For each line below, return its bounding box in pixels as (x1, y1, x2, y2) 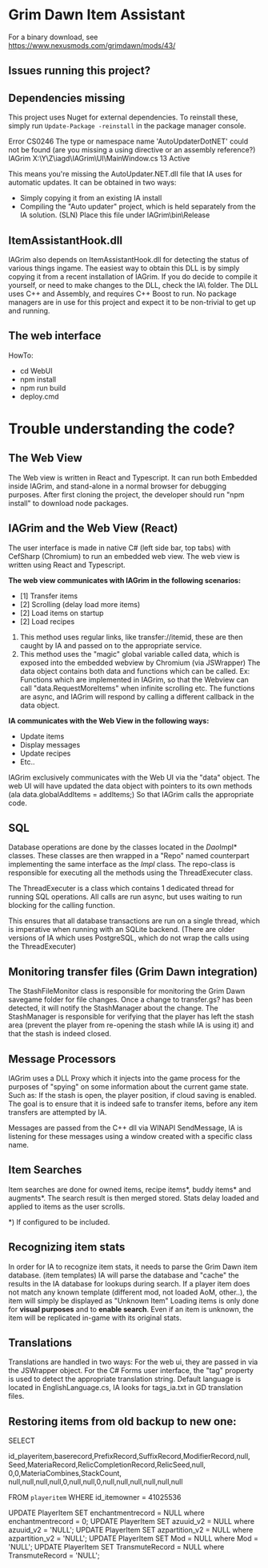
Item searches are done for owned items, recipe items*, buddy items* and (8, 1185, 252, 1194)
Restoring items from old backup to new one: (8, 1414, 237, 1428)
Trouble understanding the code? (8, 419, 236, 438)
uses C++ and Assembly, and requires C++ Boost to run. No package (8, 289, 238, 298)
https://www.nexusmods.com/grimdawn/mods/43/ (8, 40, 176, 50)
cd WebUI (19, 366, 54, 375)
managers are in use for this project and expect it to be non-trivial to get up (8, 297, 256, 306)
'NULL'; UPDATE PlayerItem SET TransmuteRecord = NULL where (8, 1542, 225, 1552)
